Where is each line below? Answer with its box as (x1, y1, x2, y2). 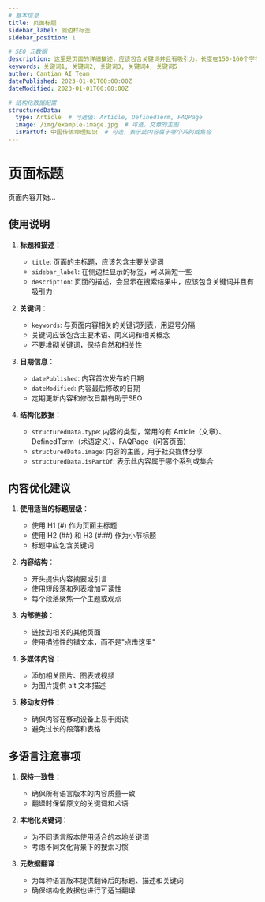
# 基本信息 (8, 11, 39, 20)
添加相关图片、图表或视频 (31, 671, 115, 680)
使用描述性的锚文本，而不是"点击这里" (31, 637, 156, 647)
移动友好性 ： (19, 697, 62, 707)
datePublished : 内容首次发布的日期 (31, 373, 144, 383)
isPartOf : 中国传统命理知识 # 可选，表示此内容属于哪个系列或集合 (15, 128, 211, 137)
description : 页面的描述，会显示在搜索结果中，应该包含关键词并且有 (31, 276, 255, 286)
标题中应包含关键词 (31, 540, 95, 550)
